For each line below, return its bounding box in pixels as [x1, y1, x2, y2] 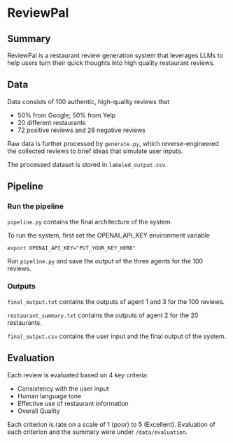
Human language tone [17, 391, 82, 400]
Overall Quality [17, 407, 61, 415]
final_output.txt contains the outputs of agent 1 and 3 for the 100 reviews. [7, 297, 225, 305]
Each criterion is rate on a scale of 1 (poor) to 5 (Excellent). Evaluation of [7, 420, 216, 428]
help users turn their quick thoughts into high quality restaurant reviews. [7, 59, 216, 67]
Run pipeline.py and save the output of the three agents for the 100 [7, 256, 204, 265]
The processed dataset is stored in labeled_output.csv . [7, 160, 168, 168]
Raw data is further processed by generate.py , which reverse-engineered [7, 139, 219, 147]
